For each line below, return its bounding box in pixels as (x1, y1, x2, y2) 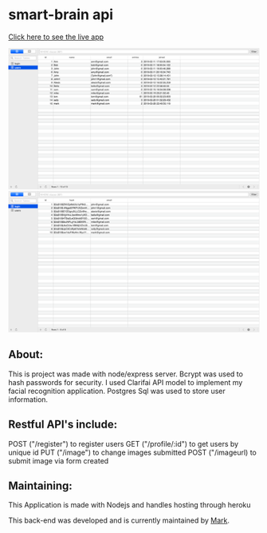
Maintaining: (8, 479, 73, 492)
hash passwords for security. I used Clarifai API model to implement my (8, 377, 243, 387)
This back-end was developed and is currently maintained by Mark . (8, 515, 230, 525)
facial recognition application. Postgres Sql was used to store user (8, 386, 226, 396)
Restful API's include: (8, 418, 118, 432)
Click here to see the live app (8, 32, 104, 42)
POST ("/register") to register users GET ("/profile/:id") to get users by (8, 439, 239, 448)
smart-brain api (8, 6, 114, 24)
